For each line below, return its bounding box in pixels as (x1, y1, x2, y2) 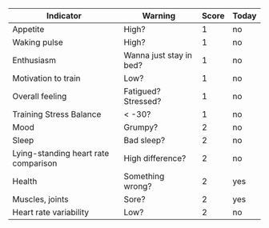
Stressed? (123, 96, 162, 106)
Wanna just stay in (123, 50, 193, 61)
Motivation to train (12, 73, 82, 83)
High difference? (123, 153, 187, 163)
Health (12, 176, 38, 186)
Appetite (12, 24, 45, 34)
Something (123, 171, 165, 182)
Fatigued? (123, 86, 162, 97)
